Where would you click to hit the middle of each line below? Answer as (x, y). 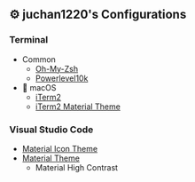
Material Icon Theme (60, 148)
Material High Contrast (76, 167)
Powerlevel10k (62, 78)
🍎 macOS (39, 87)
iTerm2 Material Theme (78, 107)
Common (39, 59)
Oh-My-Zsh (56, 68)
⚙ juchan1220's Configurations (98, 15)
